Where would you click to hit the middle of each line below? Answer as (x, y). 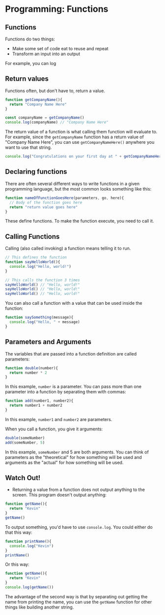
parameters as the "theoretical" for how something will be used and (74, 457)
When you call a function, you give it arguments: (54, 429)
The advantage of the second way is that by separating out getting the (76, 596)
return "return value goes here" (44, 207)
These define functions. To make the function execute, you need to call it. (80, 221)
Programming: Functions (57, 9)
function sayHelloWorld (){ (33, 262)
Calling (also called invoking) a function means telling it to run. (68, 248)
